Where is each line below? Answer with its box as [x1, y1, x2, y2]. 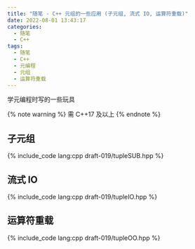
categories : [7, 23, 42, 30]
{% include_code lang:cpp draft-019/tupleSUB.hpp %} [7, 152, 164, 160]
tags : [7, 43, 23, 50]
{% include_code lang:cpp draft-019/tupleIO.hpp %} [7, 193, 158, 201]
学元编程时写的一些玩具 [7, 95, 75, 104]
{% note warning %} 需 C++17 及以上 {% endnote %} [7, 110, 161, 119]
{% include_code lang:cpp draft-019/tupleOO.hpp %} [7, 234, 161, 242]
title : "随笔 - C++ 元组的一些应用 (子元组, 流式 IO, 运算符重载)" [7, 10, 189, 17]
